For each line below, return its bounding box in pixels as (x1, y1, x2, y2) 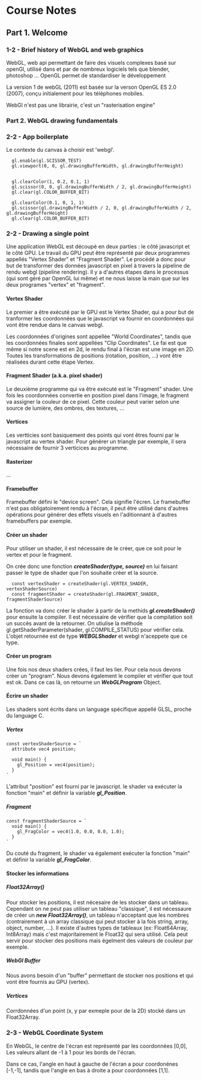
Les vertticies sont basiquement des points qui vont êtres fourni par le (6, 431, 179, 439)
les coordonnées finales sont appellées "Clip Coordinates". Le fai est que (6, 339, 187, 346)
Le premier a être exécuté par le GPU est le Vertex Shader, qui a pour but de (6, 308, 194, 316)
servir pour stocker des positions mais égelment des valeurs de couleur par (6, 937, 193, 944)
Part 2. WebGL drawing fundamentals (6, 116, 118, 125)
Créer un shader (6, 532, 48, 538)
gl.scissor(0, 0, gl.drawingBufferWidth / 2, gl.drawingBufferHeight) (11, 184, 192, 190)
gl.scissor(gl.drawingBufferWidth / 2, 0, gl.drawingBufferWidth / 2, (11, 205, 192, 211)
